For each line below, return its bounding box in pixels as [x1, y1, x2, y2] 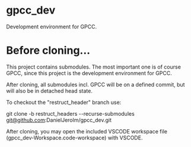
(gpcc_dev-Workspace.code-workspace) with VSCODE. [6, 134, 143, 141]
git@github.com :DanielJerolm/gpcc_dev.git [6, 116, 112, 123]
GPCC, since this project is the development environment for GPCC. [6, 69, 172, 77]
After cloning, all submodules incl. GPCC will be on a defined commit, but [6, 81, 185, 88]
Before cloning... [6, 44, 91, 57]
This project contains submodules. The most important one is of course [6, 63, 181, 70]
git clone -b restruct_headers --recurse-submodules [6, 110, 135, 117]
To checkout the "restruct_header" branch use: [6, 99, 122, 106]
